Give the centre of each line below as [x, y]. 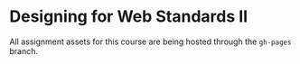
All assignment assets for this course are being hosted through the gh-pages [150, 41]
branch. [24, 50]
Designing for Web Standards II [129, 17]
